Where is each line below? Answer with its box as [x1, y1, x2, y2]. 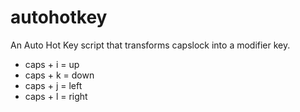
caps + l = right [24, 90, 88, 102]
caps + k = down [24, 69, 95, 81]
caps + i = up [24, 58, 80, 70]
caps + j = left [24, 79, 83, 91]
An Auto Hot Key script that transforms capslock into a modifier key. [10, 39, 291, 51]
